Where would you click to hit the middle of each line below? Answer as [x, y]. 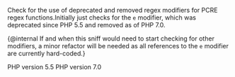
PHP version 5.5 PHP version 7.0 [54, 67]
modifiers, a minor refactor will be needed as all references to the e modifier [118, 46]
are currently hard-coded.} [46, 53]
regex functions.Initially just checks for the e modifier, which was [102, 17]
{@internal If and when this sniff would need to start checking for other [111, 38]
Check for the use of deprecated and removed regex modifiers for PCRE [113, 10]
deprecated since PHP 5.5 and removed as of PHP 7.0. [86, 25]
